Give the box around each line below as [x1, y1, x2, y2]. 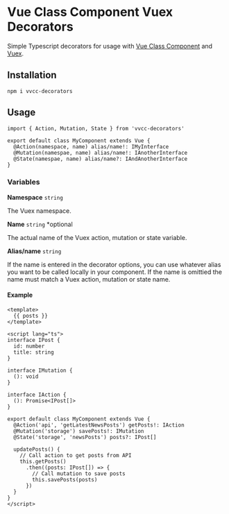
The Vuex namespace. [7, 206, 71, 215]
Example [7, 291, 33, 299]
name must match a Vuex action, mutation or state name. [7, 275, 171, 283]
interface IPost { [7, 337, 60, 344]
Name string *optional [7, 220, 73, 228]
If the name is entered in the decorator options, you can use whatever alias [7, 260, 221, 268]
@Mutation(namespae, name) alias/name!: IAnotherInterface [13, 149, 188, 156]
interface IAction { [7, 391, 67, 399]
